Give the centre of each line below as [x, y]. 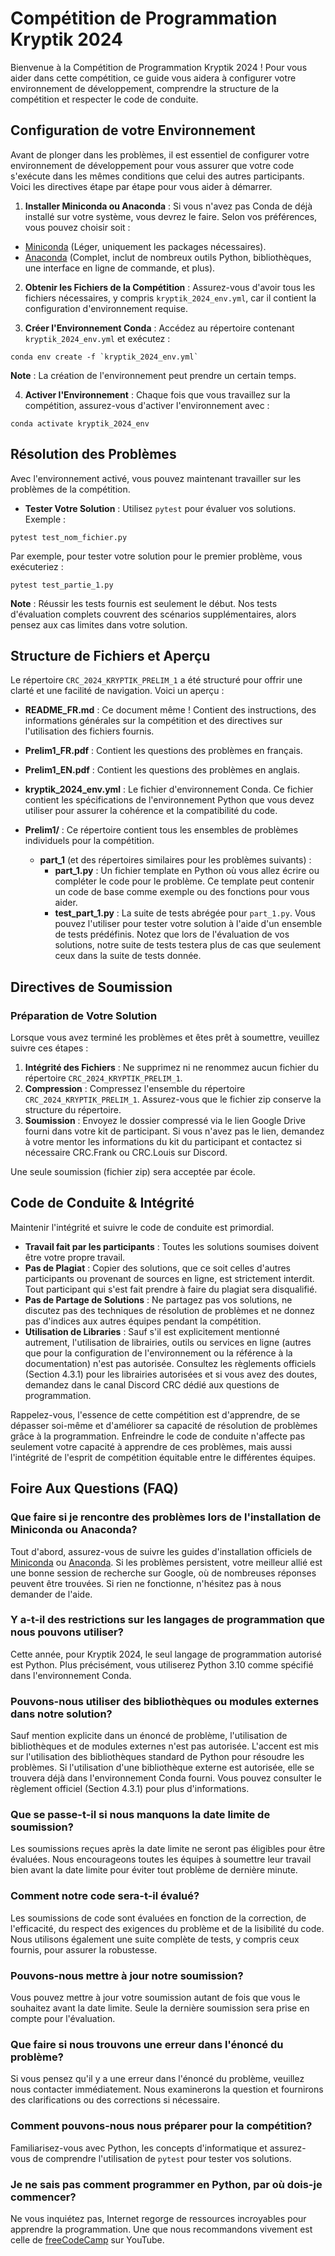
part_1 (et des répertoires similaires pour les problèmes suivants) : [175, 860]
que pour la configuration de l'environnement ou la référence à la [158, 1353]
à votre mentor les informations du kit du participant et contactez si [163, 1142]
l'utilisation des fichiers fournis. [89, 731]
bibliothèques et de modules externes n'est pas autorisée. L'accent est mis [164, 1746]
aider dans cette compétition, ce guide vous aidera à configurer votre [153, 78]
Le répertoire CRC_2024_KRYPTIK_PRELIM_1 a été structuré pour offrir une [156, 680]
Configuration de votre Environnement [133, 130]
